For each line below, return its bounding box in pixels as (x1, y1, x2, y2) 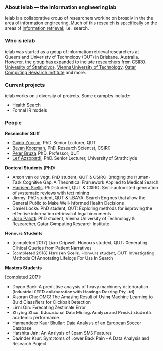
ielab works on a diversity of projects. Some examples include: (5, 92, 131, 98)
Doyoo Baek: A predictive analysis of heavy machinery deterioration (12, 284, 148, 290)
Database (12, 325, 32, 331)
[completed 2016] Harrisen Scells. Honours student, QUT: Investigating (12, 250, 155, 256)
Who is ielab (5, 38, 35, 44)
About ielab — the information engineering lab (5, 4, 117, 11)
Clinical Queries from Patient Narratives (12, 245, 91, 251)
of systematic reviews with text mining (12, 190, 90, 196)
